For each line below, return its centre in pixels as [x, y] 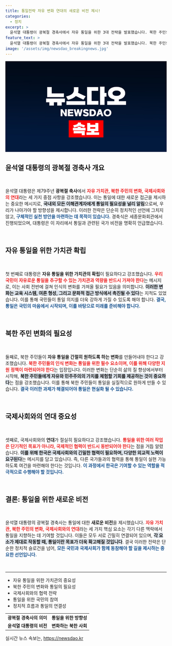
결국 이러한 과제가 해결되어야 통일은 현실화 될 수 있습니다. [77, 389]
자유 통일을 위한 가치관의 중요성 [44, 580]
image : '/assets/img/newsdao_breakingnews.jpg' [57, 49]
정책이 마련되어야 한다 [32, 370]
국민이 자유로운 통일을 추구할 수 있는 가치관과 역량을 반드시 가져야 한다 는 [77, 280]
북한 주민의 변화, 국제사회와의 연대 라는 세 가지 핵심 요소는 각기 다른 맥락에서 [87, 529]
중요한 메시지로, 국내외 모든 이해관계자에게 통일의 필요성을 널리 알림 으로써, [84, 204]
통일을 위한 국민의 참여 [35, 599]
